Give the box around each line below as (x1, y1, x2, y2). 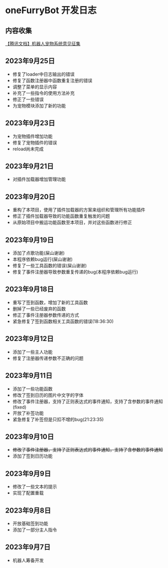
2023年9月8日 (5, 506, 51, 515)
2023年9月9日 (5, 469, 51, 478)
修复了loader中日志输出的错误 (12, 71, 75, 77)
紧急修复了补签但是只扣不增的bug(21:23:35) (12, 416, 104, 422)
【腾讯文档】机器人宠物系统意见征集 (5, 41, 81, 46)
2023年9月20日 (5, 192, 55, 201)
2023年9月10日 (5, 432, 54, 441)
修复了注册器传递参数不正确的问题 (12, 355, 84, 361)
